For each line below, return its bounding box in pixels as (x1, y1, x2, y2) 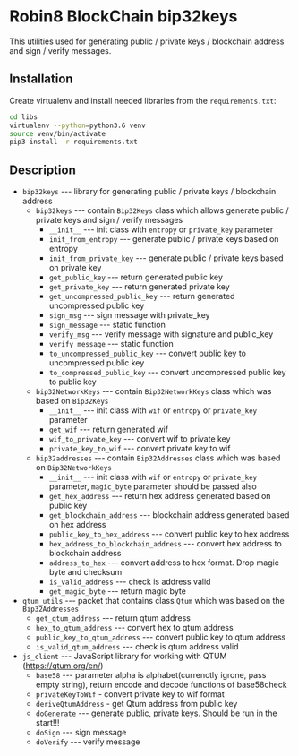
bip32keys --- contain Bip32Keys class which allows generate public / (35, 205, 289, 216)
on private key (48, 262, 102, 273)
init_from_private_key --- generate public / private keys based (48, 253, 284, 263)
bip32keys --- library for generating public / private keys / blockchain (21, 186, 277, 197)
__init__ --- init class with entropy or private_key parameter (48, 224, 274, 235)
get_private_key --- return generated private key (48, 281, 230, 292)
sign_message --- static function (48, 320, 166, 331)
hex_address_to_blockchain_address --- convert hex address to (48, 538, 282, 549)
